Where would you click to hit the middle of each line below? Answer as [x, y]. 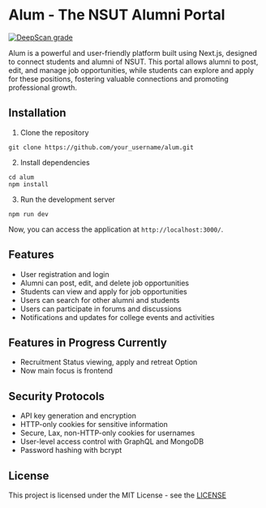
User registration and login [64, 274]
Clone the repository [54, 132]
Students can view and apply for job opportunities [104, 291]
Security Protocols [57, 396]
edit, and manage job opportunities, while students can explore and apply [131, 70]
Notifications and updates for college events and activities [117, 317]
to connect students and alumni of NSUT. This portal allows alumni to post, [133, 62]
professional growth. [43, 88]
